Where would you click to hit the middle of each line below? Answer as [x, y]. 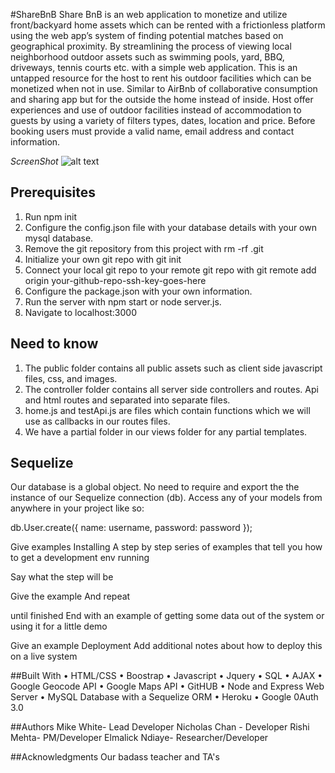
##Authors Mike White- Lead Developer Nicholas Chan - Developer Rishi [160, 727]
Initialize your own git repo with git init [103, 259]
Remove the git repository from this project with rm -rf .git [144, 248]
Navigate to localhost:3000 [81, 312]
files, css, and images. [71, 378]
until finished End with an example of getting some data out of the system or [167, 616]
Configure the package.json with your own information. [138, 291]
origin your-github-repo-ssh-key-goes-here [115, 280]
